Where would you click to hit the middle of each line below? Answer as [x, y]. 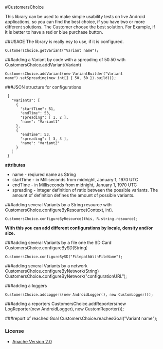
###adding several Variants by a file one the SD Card [58, 242]
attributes [15, 165]
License [15, 331]
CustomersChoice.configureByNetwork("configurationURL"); [66, 276]
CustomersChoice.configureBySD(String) [46, 248]
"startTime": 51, [38, 109]
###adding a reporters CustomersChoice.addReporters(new [66, 304]
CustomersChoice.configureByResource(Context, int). [59, 210]
